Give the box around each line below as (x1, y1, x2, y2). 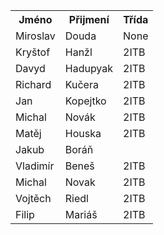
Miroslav (15, 29, 56, 43)
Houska (64, 127, 102, 140)
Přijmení (68, 13, 110, 26)
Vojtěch (15, 192, 52, 205)
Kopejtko (64, 94, 107, 108)
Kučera (64, 78, 99, 91)
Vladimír (15, 159, 55, 173)
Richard (15, 78, 52, 91)
